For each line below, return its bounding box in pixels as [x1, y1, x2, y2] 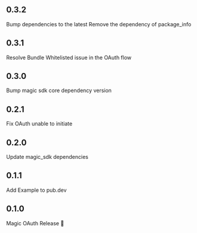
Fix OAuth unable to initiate [6, 120, 73, 127]
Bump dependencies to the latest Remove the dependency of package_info [6, 20, 192, 27]
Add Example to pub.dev [6, 186, 67, 194]
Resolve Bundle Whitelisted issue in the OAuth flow [6, 54, 132, 61]
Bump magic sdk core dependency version [6, 87, 112, 94]
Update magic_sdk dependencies [6, 154, 88, 161]
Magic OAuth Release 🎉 [6, 219, 64, 226]
